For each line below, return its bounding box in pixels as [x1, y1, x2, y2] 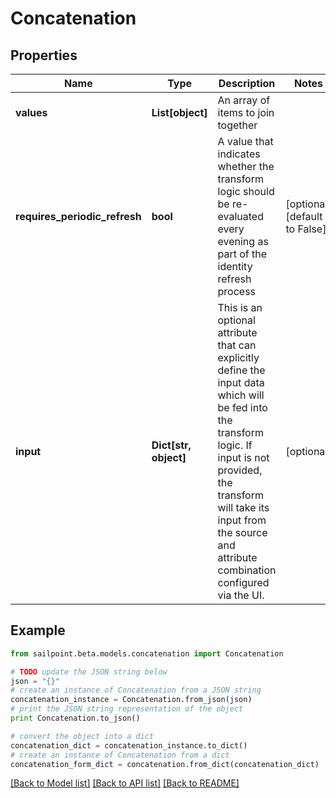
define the [217, 363, 266, 377]
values [15, 106, 48, 119]
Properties [10, 47, 78, 64]
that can [217, 338, 257, 352]
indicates [217, 147, 261, 161]
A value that [217, 135, 274, 148]
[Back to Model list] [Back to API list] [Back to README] [10, 777, 240, 789]
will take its [217, 501, 270, 514]
